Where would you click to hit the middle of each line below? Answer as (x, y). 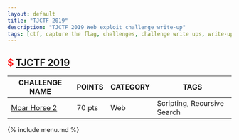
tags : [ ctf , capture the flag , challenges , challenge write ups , (106, 34)
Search (169, 112)
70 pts (87, 108)
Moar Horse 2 (34, 108)
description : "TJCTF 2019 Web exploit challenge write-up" (97, 27)
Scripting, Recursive (190, 104)
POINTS (90, 87)
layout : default (31, 14)
